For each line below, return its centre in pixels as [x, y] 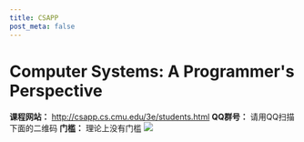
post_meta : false [42, 26]
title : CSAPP [34, 18]
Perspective [56, 91]
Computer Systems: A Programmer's [152, 71]
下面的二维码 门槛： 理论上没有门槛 [76, 128]
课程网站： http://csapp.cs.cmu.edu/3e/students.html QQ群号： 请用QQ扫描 [152, 117]
